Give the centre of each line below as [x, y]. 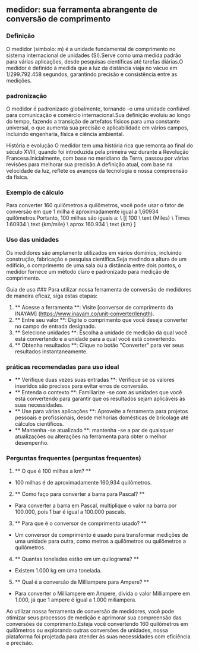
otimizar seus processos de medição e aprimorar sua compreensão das [94, 618]
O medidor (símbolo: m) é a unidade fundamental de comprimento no [91, 49]
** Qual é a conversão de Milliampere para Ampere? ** [82, 582]
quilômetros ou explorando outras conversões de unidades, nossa [87, 630]
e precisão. [20, 643]
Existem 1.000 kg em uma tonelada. [58, 571]
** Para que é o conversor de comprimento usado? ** [80, 523]
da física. [17, 177]
